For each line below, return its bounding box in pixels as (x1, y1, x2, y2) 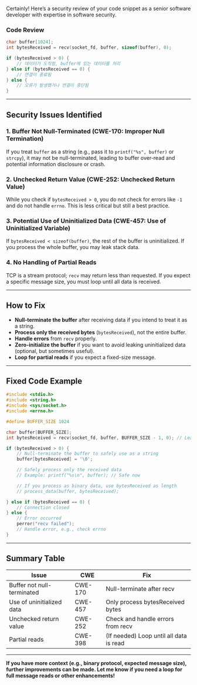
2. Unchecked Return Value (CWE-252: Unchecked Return (6, 175, 175, 183)
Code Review (6, 26, 45, 34)
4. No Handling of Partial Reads (6, 258, 97, 267)
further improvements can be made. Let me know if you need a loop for (6, 666, 183, 673)
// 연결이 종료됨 (16, 72, 52, 78)
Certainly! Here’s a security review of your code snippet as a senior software (6, 5, 191, 12)
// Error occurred (16, 515, 62, 522)
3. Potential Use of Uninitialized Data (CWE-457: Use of (6, 217, 167, 225)
